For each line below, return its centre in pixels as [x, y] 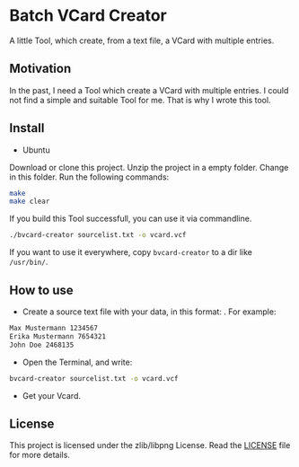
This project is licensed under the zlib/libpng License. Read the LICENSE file [150, 445]
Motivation [40, 69]
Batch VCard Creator [88, 16]
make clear [30, 202]
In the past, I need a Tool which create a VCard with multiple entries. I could [149, 90]
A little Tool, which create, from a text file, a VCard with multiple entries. [142, 40]
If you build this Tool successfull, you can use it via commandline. [131, 219]
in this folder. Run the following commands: [89, 177]
